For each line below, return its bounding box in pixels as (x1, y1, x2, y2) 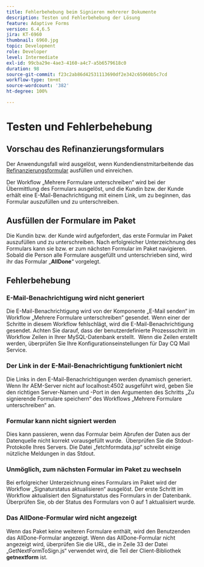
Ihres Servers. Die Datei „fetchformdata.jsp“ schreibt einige (32, 443, 181, 451)
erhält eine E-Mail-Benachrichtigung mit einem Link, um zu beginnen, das (6, 191, 191, 199)
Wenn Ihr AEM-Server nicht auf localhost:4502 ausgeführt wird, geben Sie (6, 382, 194, 389)
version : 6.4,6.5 (6, 26, 51, 32)
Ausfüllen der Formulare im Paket (6, 216, 136, 226)
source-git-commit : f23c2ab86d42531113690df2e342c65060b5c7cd (6, 71, 167, 77)
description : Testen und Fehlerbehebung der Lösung (6, 15, 140, 21)
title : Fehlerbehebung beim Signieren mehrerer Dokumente (6, 9, 157, 15)
